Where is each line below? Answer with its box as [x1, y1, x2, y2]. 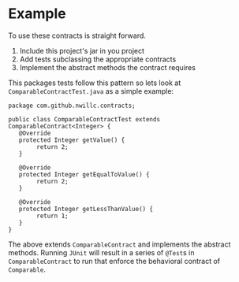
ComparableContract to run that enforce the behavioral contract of [8, 256, 221, 265]
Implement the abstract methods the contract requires [19, 62, 196, 72]
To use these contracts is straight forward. [8, 31, 146, 40]
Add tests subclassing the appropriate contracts [19, 54, 177, 64]
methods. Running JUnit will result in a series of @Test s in [8, 247, 195, 257]
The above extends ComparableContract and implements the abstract [8, 239, 231, 249]
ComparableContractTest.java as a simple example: [8, 86, 174, 95]
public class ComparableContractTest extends [8, 115, 160, 123]
